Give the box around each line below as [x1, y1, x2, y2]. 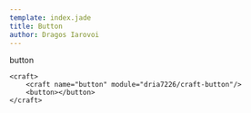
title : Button [9, 22, 64, 31]
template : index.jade [9, 13, 92, 23]
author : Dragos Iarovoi [9, 30, 100, 39]
